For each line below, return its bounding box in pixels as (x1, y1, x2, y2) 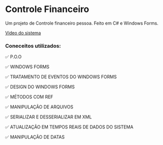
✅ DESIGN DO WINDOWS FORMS (5, 84, 75, 90)
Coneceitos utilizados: (5, 42, 61, 49)
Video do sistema (5, 30, 41, 36)
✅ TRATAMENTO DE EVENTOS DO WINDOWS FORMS (5, 74, 117, 80)
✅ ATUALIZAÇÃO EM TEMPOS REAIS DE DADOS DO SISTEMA (5, 124, 133, 130)
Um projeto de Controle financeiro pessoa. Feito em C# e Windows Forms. (5, 20, 158, 26)
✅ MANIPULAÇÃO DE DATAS (5, 134, 65, 140)
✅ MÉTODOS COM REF (5, 94, 53, 100)
